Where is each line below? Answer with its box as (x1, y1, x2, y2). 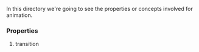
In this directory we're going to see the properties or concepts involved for (6, 5, 193, 12)
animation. (6, 11, 33, 19)
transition (15, 41, 40, 48)
